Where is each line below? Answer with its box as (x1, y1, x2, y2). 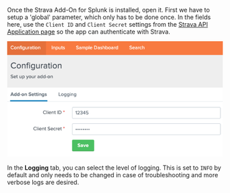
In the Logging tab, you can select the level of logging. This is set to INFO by (7, 164, 221, 172)
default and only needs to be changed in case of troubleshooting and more (7, 171, 218, 179)
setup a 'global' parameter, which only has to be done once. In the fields (7, 13, 211, 21)
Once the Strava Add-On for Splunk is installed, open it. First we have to (7, 6, 210, 14)
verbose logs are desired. (7, 178, 79, 187)
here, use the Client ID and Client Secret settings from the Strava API (7, 21, 208, 28)
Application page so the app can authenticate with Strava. (7, 27, 171, 36)
